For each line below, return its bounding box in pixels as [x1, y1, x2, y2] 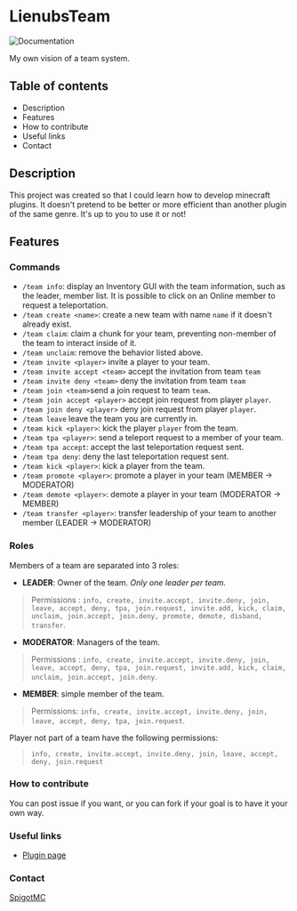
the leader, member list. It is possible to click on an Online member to [21, 291, 276, 302]
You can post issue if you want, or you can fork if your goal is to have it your [9, 798, 288, 809]
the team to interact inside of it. [21, 338, 137, 349]
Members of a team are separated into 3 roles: [9, 560, 180, 570]
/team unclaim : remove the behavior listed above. [21, 347, 204, 358]
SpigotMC [9, 892, 46, 903]
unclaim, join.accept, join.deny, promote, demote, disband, [30, 611, 263, 620]
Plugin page [21, 850, 67, 860]
